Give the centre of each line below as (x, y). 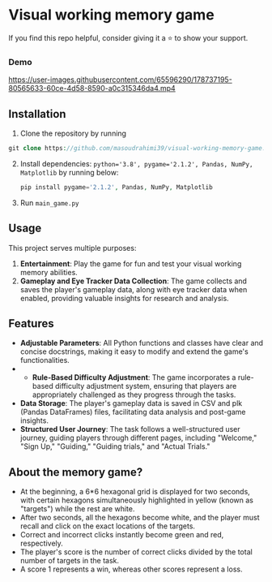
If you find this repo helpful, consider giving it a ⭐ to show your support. (128, 37)
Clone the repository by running (73, 134)
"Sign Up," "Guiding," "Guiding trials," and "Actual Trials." (115, 446)
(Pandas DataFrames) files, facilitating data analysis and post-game (133, 412)
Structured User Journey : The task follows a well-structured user (130, 429)
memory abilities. (49, 272)
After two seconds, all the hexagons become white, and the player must (140, 518)
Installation (37, 114)
